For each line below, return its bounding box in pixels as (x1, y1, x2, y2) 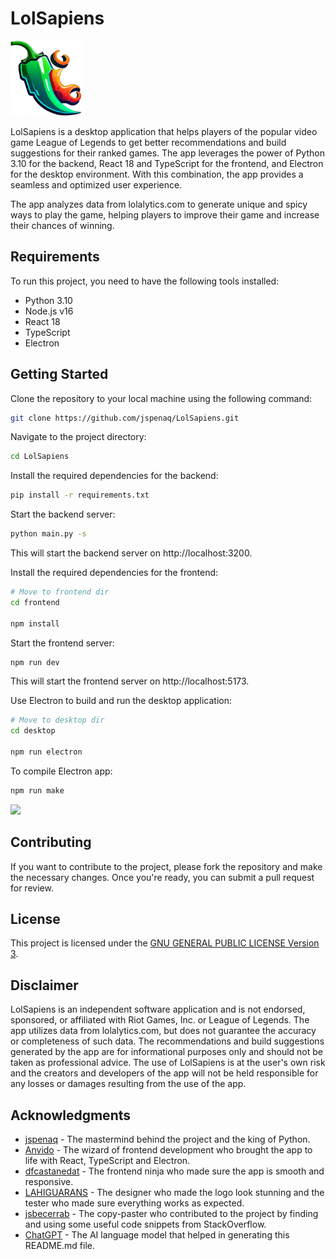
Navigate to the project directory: (10, 431, 147, 443)
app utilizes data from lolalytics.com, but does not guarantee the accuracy (10, 1025, 317, 1037)
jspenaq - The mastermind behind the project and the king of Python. (24, 1133, 311, 1146)
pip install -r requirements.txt (10, 490, 150, 501)
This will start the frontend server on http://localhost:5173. (10, 675, 250, 687)
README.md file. (24, 1240, 96, 1252)
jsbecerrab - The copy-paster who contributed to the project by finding (24, 1208, 319, 1220)
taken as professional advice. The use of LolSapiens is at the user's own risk (10, 1057, 326, 1069)
